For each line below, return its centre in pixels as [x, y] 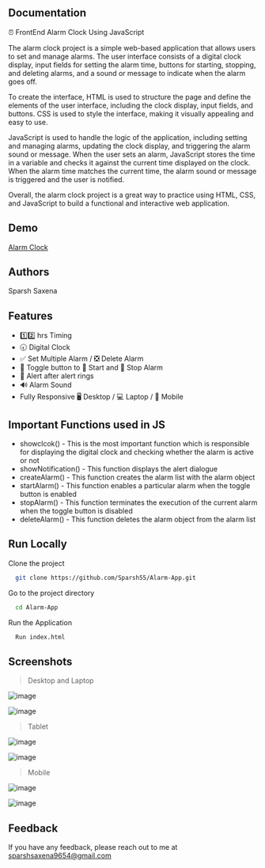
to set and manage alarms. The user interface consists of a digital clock [125, 56]
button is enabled [48, 495]
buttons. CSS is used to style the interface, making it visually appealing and [131, 113]
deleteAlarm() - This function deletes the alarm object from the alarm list [138, 519]
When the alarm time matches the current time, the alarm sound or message [132, 171]
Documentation [47, 13]
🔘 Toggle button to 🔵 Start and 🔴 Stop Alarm [91, 368]
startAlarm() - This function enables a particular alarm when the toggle [135, 486]
